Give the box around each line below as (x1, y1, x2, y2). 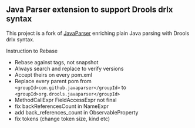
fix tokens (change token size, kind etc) (14, 115, 110, 122)
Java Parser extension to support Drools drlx (6, 5, 173, 15)
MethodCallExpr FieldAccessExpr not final (14, 96, 117, 103)
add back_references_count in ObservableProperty (14, 109, 139, 116)
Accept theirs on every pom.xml (14, 71, 92, 78)
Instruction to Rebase (6, 47, 58, 54)
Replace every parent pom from (14, 77, 92, 84)
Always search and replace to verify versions (14, 65, 124, 72)
